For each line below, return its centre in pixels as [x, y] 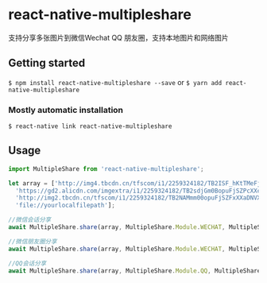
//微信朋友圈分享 [33, 241]
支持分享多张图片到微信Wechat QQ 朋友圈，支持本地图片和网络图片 [118, 37]
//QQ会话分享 [27, 263]
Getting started [47, 63]
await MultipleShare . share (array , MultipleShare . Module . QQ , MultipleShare [135, 271]
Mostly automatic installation [66, 110]
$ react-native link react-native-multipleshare [90, 126]
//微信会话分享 [30, 220]
